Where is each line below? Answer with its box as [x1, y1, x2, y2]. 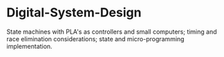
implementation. [6, 42, 53, 50]
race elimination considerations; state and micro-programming [6, 34, 185, 43]
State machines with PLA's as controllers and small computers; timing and [6, 27, 217, 36]
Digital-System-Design [6, 5, 142, 21]
